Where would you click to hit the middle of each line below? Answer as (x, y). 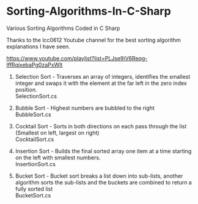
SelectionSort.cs (36, 96)
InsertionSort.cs (35, 164)
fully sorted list (34, 189)
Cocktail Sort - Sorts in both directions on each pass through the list (101, 126)
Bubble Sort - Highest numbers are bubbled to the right (85, 107)
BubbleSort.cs (33, 114)
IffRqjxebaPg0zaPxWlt (35, 65)
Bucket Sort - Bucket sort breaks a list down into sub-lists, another (99, 176)
